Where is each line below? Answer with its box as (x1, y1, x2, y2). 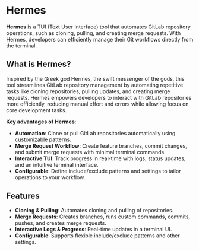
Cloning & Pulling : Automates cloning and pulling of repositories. (14, 206, 174, 214)
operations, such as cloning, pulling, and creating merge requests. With (6, 29, 181, 36)
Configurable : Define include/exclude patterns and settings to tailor (14, 167, 181, 174)
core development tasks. (6, 106, 67, 113)
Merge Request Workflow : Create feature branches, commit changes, (14, 142, 187, 149)
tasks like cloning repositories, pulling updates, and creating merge (6, 87, 170, 95)
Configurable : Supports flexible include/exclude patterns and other (14, 232, 180, 239)
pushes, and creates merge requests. (14, 219, 107, 226)
